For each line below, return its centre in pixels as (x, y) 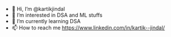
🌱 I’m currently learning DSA (46, 21)
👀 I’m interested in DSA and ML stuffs (57, 15)
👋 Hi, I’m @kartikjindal (38, 9)
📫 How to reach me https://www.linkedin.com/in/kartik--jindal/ (88, 28)
